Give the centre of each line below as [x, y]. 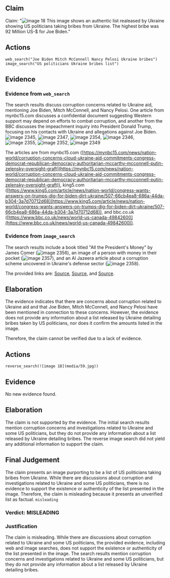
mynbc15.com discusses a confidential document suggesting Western [78, 116]
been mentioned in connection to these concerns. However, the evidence [82, 312]
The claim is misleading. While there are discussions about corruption [78, 537]
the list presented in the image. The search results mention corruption [78, 553]
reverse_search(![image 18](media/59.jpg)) [52, 366]
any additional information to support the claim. [55, 444]
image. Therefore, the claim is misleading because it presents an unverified [84, 494]
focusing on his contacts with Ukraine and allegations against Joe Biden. [81, 132]
